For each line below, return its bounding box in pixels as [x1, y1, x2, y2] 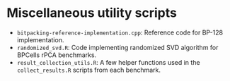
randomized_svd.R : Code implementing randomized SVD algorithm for [16, 43, 219, 51]
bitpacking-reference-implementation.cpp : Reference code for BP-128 [16, 28, 224, 37]
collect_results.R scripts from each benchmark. [16, 66, 161, 74]
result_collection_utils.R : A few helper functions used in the [16, 58, 200, 66]
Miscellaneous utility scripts [6, 5, 178, 21]
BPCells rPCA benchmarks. [16, 51, 97, 59]
